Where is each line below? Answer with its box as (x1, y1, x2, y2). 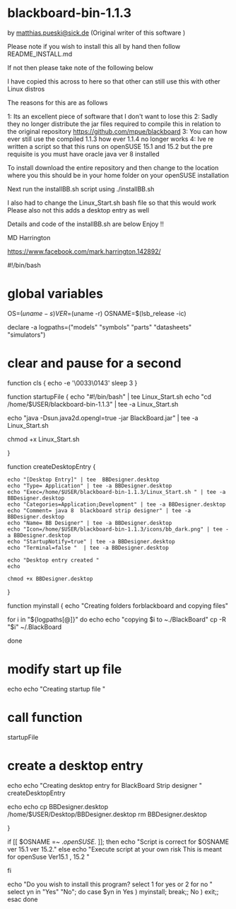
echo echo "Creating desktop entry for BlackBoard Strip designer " (7, 781, 203, 789)
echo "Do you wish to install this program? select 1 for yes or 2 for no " (7, 880, 213, 888)
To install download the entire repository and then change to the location (7, 163, 219, 171)
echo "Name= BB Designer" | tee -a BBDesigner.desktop (7, 519, 172, 526)
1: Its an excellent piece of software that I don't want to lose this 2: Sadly (7, 112, 218, 120)
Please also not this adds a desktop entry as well (7, 205, 150, 214)
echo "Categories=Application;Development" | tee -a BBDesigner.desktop (7, 501, 226, 508)
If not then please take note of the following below (7, 63, 154, 72)
